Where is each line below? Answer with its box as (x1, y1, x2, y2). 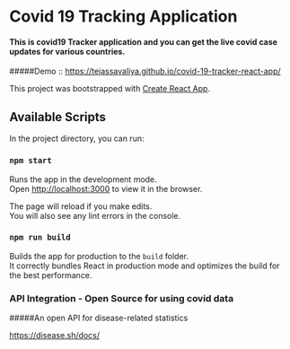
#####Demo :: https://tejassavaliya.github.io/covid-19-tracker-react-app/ (9, 65, 281, 77)
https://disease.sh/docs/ (9, 330, 101, 341)
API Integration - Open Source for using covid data (9, 292, 234, 304)
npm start (9, 155, 52, 166)
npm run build (9, 232, 71, 243)
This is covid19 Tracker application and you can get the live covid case (9, 36, 278, 47)
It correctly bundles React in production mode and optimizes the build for (9, 260, 280, 271)
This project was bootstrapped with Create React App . (9, 83, 211, 94)
